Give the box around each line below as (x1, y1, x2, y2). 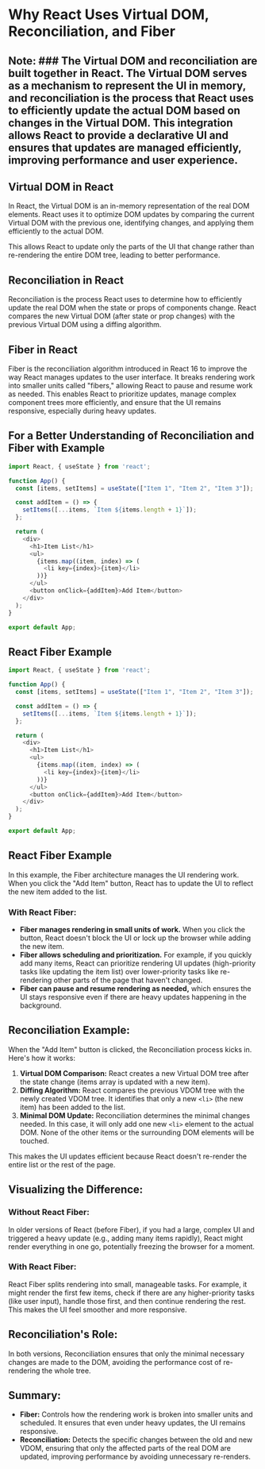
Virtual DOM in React (8, 180, 114, 194)
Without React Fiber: (8, 1207, 90, 1218)
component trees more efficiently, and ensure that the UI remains (8, 398, 221, 407)
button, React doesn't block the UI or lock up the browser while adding (19, 933, 252, 943)
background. (19, 1001, 62, 1010)
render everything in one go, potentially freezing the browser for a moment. (8, 1241, 255, 1251)
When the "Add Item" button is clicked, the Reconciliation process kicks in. (8, 1044, 252, 1054)
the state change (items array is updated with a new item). (19, 1077, 210, 1086)
